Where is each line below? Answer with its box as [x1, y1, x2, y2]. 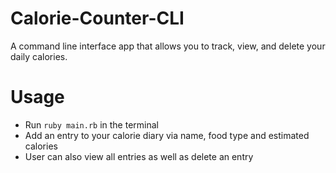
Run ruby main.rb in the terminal [24, 118, 159, 131]
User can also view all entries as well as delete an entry [24, 150, 254, 162]
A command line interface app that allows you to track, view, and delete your [10, 40, 326, 52]
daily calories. [10, 50, 68, 62]
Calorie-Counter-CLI [10, 7, 185, 30]
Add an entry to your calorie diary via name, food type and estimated [24, 129, 310, 141]
